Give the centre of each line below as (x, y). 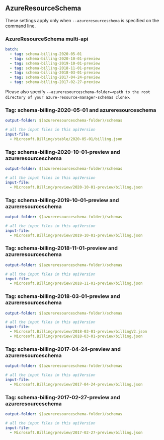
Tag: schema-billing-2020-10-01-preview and (63, 152)
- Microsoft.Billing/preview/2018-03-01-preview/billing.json (76, 336)
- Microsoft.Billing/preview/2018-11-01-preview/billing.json (76, 284)
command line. (21, 26)
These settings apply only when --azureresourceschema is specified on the (82, 20)
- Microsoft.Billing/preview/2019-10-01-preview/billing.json (76, 235)
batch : (12, 49)
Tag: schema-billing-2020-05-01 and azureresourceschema (81, 110)
